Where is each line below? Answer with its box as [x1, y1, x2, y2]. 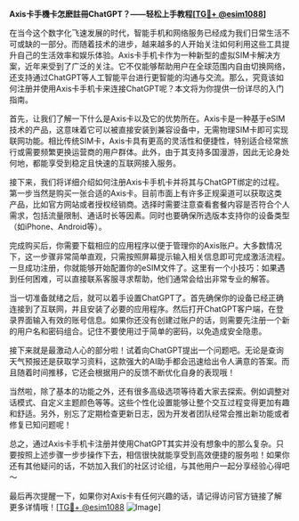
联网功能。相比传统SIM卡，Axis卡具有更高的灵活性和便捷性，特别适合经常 [9, 135, 281, 146]
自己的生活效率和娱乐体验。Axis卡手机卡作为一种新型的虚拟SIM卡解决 [16, 50, 273, 61]
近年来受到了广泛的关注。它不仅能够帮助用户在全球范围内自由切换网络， [24, 61, 290, 71]
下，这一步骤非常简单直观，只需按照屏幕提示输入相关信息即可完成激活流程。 [9, 251, 290, 262]
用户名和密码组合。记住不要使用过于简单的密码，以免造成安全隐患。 [16, 326, 267, 337]
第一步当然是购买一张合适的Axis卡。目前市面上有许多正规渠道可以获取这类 [9, 188, 283, 199]
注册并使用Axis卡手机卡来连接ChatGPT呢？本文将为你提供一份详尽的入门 [16, 84, 285, 94]
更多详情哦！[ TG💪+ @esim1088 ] [9, 502, 162, 512]
